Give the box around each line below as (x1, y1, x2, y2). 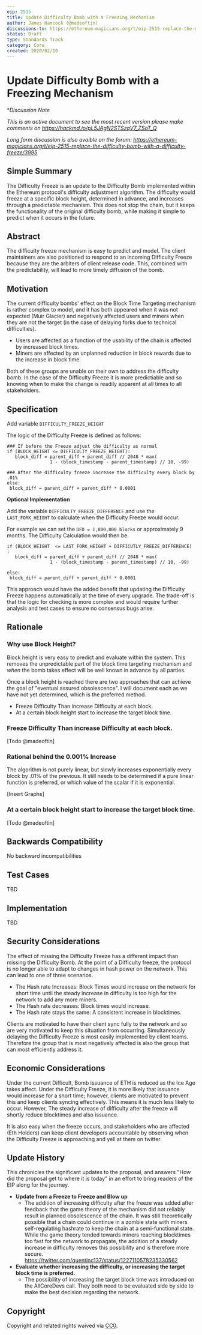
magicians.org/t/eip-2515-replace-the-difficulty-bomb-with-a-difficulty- (7, 142, 186, 149)
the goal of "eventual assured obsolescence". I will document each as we (7, 684, 188, 692)
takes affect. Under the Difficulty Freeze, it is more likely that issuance (7, 1085, 180, 1092)
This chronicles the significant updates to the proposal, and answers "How (7, 1169, 191, 1176)
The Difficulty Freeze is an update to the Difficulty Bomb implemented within (7, 182, 195, 189)
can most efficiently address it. (7, 1046, 83, 1053)
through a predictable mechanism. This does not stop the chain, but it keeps (7, 201, 195, 208)
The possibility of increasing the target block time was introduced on (24, 1276, 195, 1283)
